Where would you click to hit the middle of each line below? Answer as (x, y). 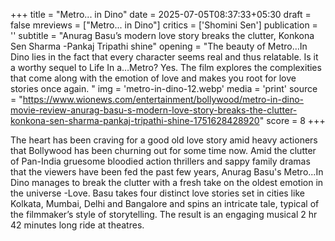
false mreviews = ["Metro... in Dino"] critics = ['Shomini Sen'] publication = (164, 25)
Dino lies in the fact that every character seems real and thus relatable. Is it (164, 57)
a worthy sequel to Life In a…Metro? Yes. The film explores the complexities (166, 67)
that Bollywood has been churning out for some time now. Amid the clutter (163, 150)
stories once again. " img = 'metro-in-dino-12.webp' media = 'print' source (164, 88)
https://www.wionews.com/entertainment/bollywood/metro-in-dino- (163, 99)
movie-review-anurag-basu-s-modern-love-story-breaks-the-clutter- (154, 110)
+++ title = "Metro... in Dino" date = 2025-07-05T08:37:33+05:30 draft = (161, 14)
